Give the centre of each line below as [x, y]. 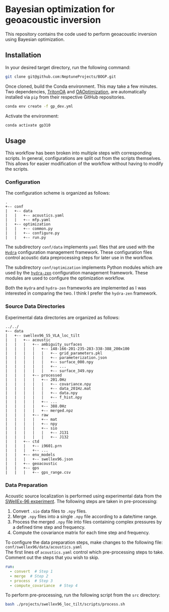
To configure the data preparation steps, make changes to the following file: [84, 542]
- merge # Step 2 [29, 576]
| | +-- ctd [22, 441]
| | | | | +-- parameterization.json [56, 357]
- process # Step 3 [31, 581]
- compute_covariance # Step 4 [44, 586]
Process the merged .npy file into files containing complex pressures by [87, 522]
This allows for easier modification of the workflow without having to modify [84, 164]
